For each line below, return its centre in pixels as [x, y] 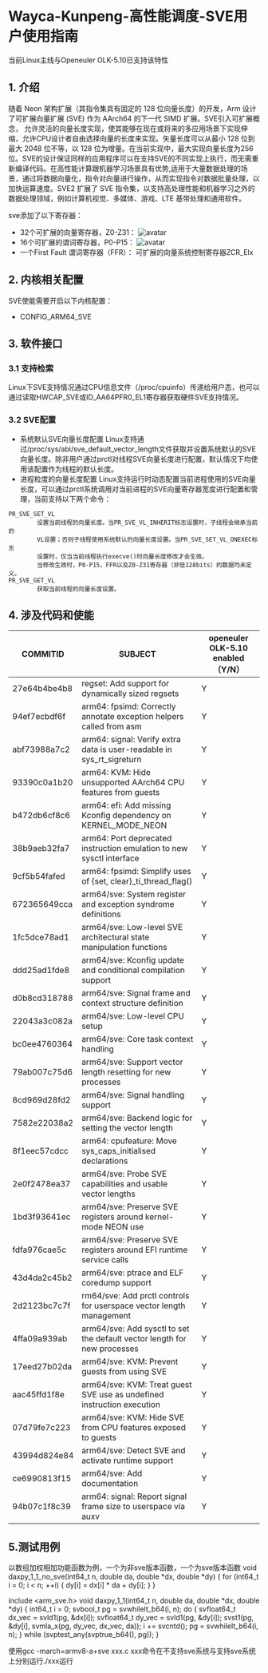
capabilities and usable [124, 1184]
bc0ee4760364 [43, 1044]
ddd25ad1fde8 [41, 970]
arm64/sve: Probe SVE [124, 1174]
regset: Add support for [125, 684]
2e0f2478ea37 [41, 1184]
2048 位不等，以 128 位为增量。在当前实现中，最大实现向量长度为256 [138, 148]
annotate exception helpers [132, 717]
